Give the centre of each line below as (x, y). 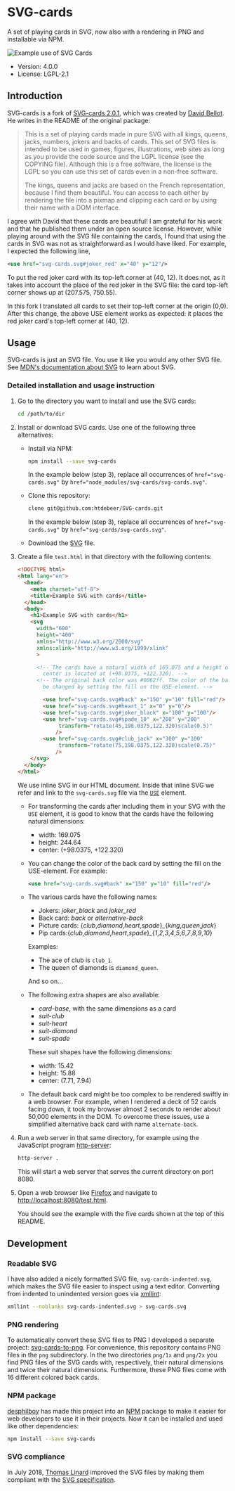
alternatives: (35, 435)
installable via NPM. (36, 39)
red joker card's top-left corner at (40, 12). (68, 321)
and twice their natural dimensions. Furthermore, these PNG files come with (117, 1370)
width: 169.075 (59, 835)
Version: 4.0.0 (38, 66)
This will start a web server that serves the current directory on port (115, 1172)
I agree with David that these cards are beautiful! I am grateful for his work (115, 221)
